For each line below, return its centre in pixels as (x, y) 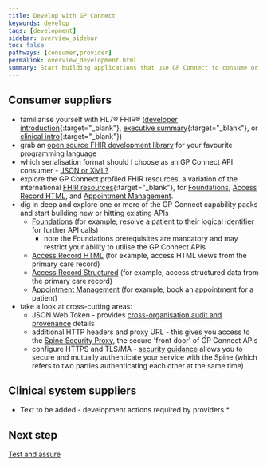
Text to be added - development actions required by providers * (124, 410)
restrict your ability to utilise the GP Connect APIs (124, 247)
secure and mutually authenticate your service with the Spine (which (144, 357)
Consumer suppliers (60, 100)
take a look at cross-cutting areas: (76, 306)
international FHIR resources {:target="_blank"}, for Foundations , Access (138, 187)
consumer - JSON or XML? (64, 170)
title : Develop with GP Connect (62, 16)
